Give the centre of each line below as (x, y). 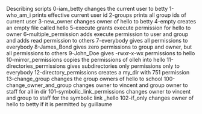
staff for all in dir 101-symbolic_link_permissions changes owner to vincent (99, 91)
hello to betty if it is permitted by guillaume (59, 104)
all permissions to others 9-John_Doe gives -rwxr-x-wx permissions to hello (101, 53)
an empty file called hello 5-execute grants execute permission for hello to (99, 28)
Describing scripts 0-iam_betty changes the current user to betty (87, 9)
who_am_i (19, 15)
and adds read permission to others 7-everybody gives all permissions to (97, 40)
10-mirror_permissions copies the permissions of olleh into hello (86, 60)
